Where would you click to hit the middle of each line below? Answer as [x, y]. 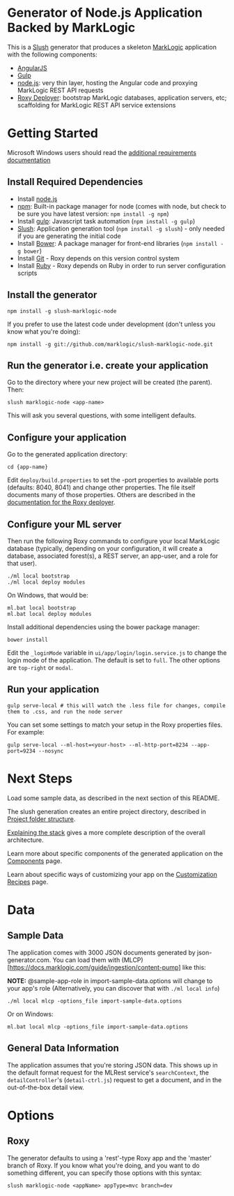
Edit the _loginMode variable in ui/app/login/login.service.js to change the [117, 652]
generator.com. [29, 960]
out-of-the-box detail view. [46, 1087]
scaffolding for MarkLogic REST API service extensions [96, 105]
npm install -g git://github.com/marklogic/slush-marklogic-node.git [110, 344]
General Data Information [63, 1048]
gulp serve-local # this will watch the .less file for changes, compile [117, 706]
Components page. [35, 861]
